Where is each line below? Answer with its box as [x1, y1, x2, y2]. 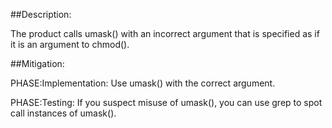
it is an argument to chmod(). [10, 39, 130, 50]
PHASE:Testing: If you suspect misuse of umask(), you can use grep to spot [10, 97, 323, 108]
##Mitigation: [10, 58, 65, 69]
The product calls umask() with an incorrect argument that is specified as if [10, 28, 320, 39]
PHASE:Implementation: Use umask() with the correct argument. [10, 77, 276, 89]
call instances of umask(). [10, 107, 117, 119]
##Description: [10, 9, 72, 20]
